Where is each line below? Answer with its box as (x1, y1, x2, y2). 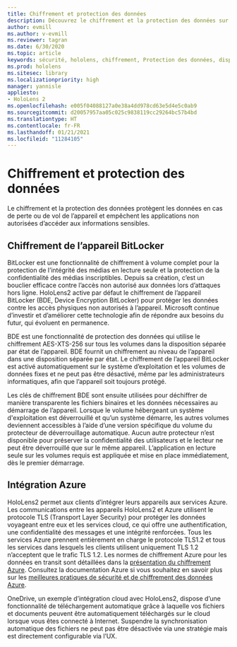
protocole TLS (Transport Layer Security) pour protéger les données (7, 513, 206, 521)
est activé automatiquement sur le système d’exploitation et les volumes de (7, 362, 226, 371)
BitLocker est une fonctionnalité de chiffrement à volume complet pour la (7, 259, 219, 267)
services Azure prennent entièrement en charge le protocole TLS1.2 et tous (7, 535, 226, 544)
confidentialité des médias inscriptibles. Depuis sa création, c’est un (7, 274, 205, 281)
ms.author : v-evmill (7, 30, 68, 37)
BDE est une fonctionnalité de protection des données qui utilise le (7, 332, 201, 340)
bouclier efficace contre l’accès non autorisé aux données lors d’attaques (7, 281, 221, 289)
